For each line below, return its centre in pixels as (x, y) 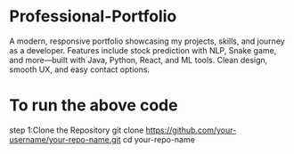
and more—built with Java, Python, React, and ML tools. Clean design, (139, 60)
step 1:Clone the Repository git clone (77, 130)
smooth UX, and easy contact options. (79, 69)
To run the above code (94, 105)
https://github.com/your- (191, 130)
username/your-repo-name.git (65, 139)
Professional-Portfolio (93, 16)
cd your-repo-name (159, 139)
